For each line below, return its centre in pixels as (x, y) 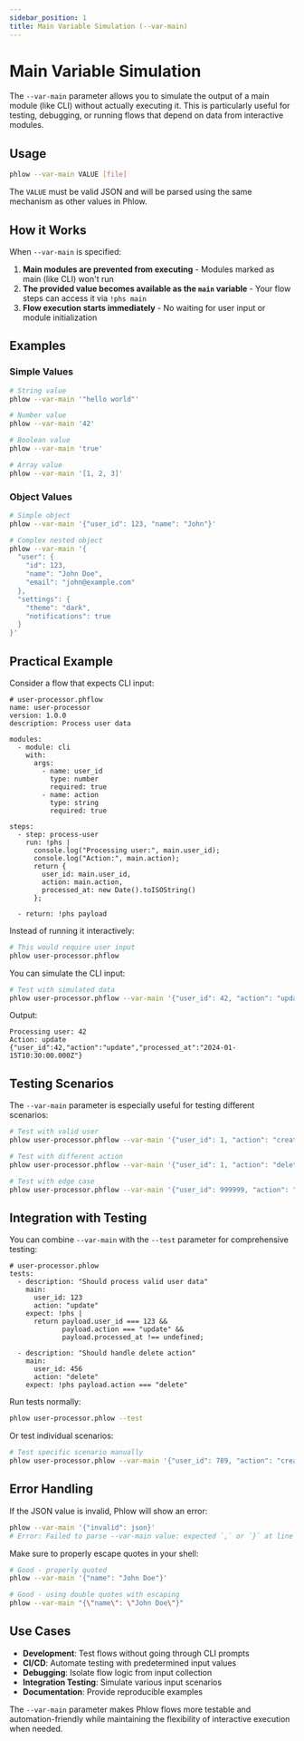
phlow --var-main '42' (52, 424)
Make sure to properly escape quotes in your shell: (104, 1553)
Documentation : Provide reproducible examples (113, 1691)
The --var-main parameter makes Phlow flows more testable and (130, 1709)
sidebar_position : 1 (48, 18)
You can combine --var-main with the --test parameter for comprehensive (149, 1240)
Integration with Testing (78, 1217)
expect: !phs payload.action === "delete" (107, 1385)
